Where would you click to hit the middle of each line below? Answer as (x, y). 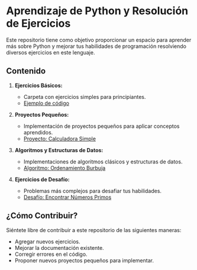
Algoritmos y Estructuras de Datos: (59, 150)
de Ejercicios (38, 23)
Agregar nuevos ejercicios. (47, 242)
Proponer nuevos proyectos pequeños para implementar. (84, 260)
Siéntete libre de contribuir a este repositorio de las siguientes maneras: (94, 230)
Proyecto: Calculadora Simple (60, 139)
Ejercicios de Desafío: (42, 179)
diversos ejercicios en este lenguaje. (51, 52)
